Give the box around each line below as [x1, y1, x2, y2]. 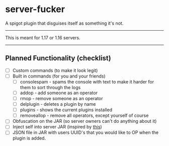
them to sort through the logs [20, 84, 81, 90]
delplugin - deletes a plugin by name [20, 101, 96, 107]
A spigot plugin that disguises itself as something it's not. [5, 20, 124, 26]
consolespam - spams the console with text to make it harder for [20, 79, 154, 85]
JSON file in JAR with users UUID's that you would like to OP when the [12, 129, 159, 135]
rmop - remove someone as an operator [20, 96, 103, 101]
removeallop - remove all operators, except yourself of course [20, 112, 149, 119]
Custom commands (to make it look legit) [12, 67, 98, 74]
